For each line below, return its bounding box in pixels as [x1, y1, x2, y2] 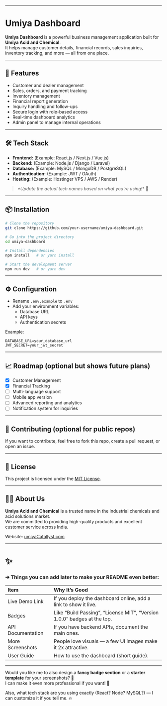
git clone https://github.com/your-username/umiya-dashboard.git [5, 226, 143, 231]
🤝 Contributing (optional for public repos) [5, 425, 136, 433]
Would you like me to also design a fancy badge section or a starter [5, 670, 146, 676]
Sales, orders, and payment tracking [12, 88, 87, 94]
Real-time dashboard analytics [12, 114, 76, 120]
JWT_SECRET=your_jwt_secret [5, 343, 64, 348]
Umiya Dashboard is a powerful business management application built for [5, 34, 159, 40]
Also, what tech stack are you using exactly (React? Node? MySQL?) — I [5, 690, 154, 696]
